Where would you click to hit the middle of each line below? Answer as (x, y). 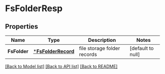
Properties (22, 27)
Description (102, 40)
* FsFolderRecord (54, 51)
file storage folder (100, 48)
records (88, 54)
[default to (141, 48)
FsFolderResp (34, 9)
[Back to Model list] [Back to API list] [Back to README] (61, 66)
